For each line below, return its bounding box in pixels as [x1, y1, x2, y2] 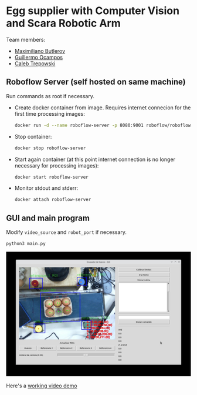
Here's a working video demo [6, 382, 77, 389]
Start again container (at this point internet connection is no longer [14, 156, 176, 163]
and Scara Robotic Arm [6, 16, 121, 30]
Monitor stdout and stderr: [14, 185, 79, 192]
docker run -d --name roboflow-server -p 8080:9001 [14, 122, 144, 128]
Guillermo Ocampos [14, 53, 63, 61]
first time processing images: [14, 110, 85, 117]
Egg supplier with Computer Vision [6, 4, 180, 18]
